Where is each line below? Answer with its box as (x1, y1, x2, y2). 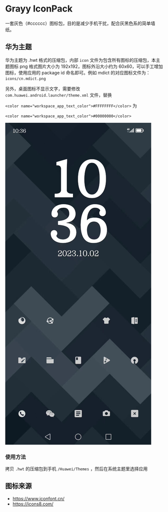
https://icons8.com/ (12, 501, 54, 507)
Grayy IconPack (5, 3, 73, 15)
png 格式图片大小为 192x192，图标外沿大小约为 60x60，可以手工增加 (19, 63, 163, 69)
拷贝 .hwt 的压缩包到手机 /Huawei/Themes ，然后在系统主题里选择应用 (5, 466, 148, 472)
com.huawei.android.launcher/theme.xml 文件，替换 (5, 92, 112, 98)
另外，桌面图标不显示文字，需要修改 (5, 86, 80, 92)
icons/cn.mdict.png (5, 76, 46, 81)
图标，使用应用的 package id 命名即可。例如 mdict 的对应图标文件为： (5, 69, 151, 75)
